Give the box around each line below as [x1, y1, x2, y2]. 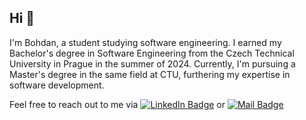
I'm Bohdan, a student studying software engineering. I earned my [9, 36, 282, 48]
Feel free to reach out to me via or [9, 98, 226, 110]
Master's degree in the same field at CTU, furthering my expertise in [9, 68, 291, 80]
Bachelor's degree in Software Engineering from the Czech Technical [9, 47, 295, 59]
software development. [9, 79, 105, 91]
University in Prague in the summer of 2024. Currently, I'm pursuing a [9, 57, 296, 70]
